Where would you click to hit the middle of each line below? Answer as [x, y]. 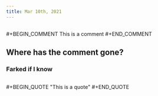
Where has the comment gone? [65, 53]
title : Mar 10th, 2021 [34, 11]
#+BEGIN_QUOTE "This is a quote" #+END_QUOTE [68, 87]
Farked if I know [29, 69]
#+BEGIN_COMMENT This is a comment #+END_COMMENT [79, 34]
